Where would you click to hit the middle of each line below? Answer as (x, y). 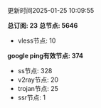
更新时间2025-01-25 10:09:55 (51, 10)
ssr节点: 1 (32, 97)
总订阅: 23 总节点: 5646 (43, 26)
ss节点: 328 (35, 71)
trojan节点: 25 (38, 88)
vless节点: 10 (37, 40)
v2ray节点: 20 (38, 80)
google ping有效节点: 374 (46, 56)
